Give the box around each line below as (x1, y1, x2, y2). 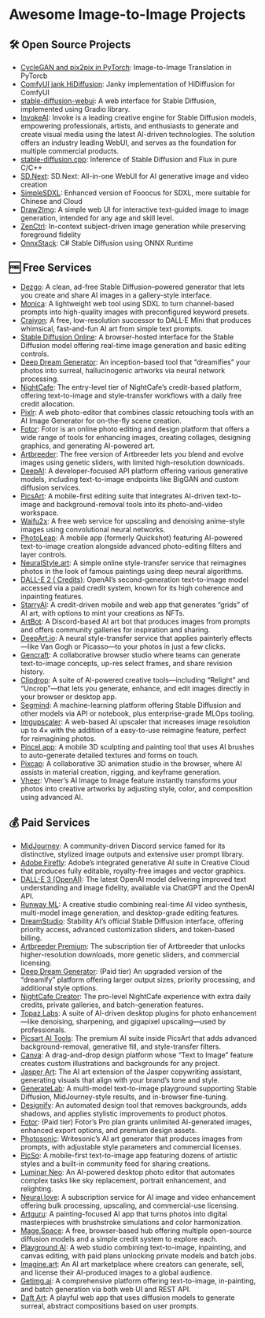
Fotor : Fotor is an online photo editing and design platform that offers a (20, 424, 250, 434)
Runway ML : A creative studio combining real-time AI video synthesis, (20, 899, 248, 909)
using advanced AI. (20, 792, 83, 802)
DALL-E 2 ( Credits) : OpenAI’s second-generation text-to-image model (20, 575, 248, 584)
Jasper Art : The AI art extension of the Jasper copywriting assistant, (20, 1067, 242, 1076)
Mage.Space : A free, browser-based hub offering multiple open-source (20, 1226, 252, 1235)
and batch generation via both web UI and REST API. (20, 1284, 191, 1294)
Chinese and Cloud (20, 197, 83, 205)
